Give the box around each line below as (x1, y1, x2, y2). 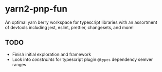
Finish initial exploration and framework (12, 51, 91, 57)
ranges (12, 61, 27, 67)
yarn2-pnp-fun (5, 3, 68, 14)
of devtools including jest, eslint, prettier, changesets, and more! (5, 24, 134, 30)
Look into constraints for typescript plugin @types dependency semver (12, 57, 153, 62)
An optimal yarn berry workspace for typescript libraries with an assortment (5, 19, 157, 25)
